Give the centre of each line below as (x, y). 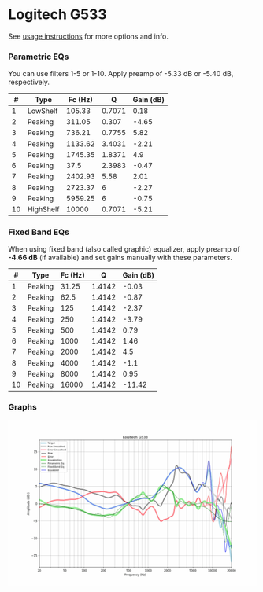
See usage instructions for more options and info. (89, 36)
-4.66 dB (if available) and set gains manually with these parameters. (120, 258)
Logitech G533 (58, 15)
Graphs (22, 407)
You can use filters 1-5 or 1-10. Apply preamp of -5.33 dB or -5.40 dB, (121, 74)
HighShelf (43, 209)
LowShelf (43, 111)
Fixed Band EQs (39, 232)
